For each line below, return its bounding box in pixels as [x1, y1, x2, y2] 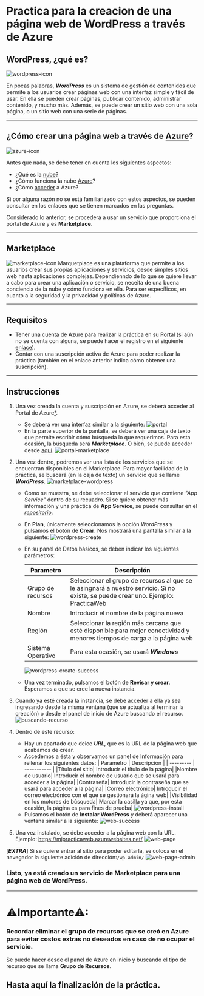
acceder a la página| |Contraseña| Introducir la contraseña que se [24, 779, 189, 786]
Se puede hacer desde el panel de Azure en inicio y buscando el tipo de [6, 956, 186, 963]
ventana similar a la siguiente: [24, 818, 99, 825]
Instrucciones [6, 387, 60, 397]
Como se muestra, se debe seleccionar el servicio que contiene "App [24, 490, 198, 497]
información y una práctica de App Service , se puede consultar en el [24, 503, 197, 510]
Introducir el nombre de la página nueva [70, 609, 184, 617]
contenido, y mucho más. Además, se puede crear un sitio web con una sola [6, 101, 198, 109]
